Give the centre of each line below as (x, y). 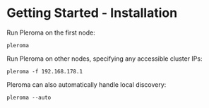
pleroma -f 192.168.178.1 (44, 71)
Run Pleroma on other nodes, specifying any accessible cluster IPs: (104, 59)
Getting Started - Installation (92, 13)
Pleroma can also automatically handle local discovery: (86, 84)
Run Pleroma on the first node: (51, 32)
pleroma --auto (29, 97)
